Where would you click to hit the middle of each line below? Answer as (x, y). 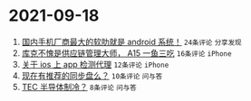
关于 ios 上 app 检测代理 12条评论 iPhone (95, 64)
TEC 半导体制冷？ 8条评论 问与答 (79, 87)
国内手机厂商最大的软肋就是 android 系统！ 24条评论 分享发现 (131, 41)
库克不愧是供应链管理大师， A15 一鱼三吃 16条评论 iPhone (126, 53)
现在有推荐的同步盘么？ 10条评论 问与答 (92, 75)
